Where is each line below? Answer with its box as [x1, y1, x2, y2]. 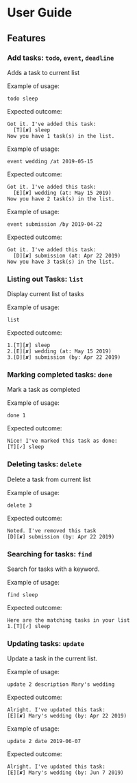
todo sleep [7, 95, 38, 102]
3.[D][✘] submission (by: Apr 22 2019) [7, 354, 121, 361]
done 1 [7, 412, 26, 419]
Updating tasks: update [7, 638, 84, 648]
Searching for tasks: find [7, 549, 92, 558]
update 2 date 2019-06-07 [7, 738, 81, 745]
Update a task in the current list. [7, 654, 98, 662]
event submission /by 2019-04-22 [7, 220, 103, 228]
